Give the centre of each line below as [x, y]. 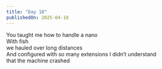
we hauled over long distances [44, 48]
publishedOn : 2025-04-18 [37, 18]
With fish [18, 41]
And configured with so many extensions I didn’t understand [81, 54]
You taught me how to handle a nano [52, 34]
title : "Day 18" [27, 12]
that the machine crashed [38, 61]
